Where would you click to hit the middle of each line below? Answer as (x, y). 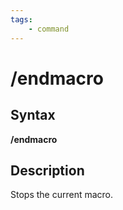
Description (47, 170)
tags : (21, 19)
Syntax (33, 115)
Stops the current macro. (62, 195)
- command (49, 29)
